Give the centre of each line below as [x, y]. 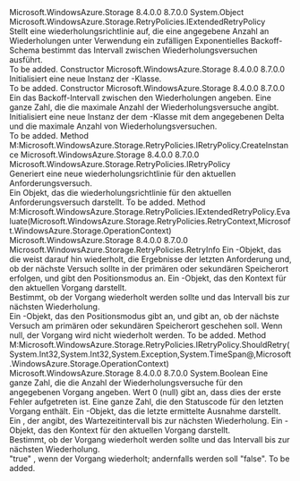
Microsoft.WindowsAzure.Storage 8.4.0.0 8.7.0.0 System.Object [127, 12]
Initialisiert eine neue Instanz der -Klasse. [86, 79]
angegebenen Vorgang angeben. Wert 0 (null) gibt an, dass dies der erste [146, 392]
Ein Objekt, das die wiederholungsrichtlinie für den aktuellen [120, 193]
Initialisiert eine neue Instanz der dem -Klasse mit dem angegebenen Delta [147, 117]
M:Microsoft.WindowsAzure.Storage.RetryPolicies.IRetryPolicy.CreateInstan [149, 145]
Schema [25, 50]
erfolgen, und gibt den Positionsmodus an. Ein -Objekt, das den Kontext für [148, 278]
